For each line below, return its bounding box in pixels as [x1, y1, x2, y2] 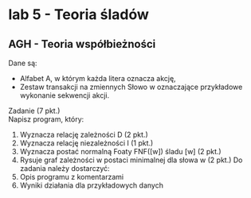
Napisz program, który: [8, 115, 84, 124]
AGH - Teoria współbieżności [8, 37, 156, 51]
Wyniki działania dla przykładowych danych [19, 181, 163, 190]
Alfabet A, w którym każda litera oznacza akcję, [19, 74, 177, 83]
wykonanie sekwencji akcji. [19, 91, 110, 100]
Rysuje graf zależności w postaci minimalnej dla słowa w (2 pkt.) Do [19, 155, 243, 165]
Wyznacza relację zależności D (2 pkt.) [19, 130, 149, 139]
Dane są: [8, 58, 37, 68]
